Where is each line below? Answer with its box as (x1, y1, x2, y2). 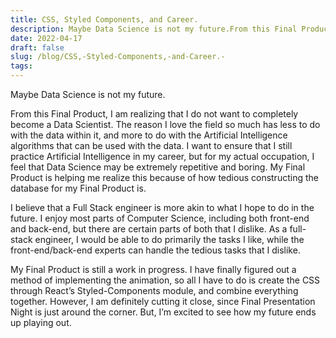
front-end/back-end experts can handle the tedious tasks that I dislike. (10, 244, 301, 256)
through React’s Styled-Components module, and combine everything (10, 285, 299, 296)
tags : (10, 61, 33, 71)
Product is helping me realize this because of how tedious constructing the (10, 172, 319, 183)
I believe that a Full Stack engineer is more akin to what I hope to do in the (10, 202, 315, 213)
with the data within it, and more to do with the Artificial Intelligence (10, 129, 288, 141)
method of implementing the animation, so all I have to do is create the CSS (10, 274, 321, 286)
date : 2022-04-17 (10, 33, 83, 43)
